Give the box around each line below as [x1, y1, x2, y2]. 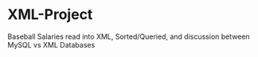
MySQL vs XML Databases [7, 40, 96, 49]
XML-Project [7, 6, 93, 24]
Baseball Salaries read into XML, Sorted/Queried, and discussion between [7, 32, 250, 41]
